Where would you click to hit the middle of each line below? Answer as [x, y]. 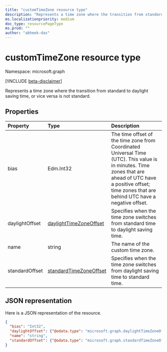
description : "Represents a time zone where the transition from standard [84, 14]
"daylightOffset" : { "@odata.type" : [46, 331]
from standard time [133, 223]
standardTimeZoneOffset [77, 271]
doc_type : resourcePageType [34, 24]
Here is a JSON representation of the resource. [53, 313]
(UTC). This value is [134, 159]
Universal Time [129, 153]
